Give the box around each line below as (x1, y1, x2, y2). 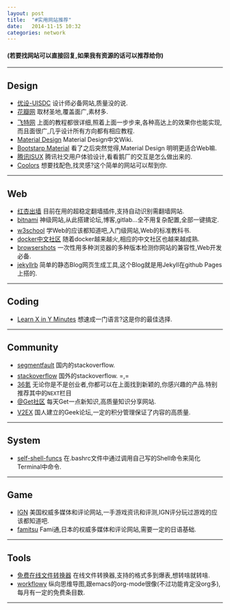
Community (7, 342, 59, 353)
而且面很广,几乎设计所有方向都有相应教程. (16, 127, 135, 135)
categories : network (7, 29, 66, 36)
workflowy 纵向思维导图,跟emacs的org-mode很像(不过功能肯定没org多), (16, 580, 221, 588)
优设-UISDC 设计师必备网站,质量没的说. (16, 99, 128, 107)
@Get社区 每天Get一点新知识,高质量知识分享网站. (16, 397, 156, 406)
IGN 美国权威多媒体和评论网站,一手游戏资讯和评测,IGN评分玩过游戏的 (16, 508, 212, 517)
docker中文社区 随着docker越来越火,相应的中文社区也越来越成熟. (16, 235, 200, 244)
